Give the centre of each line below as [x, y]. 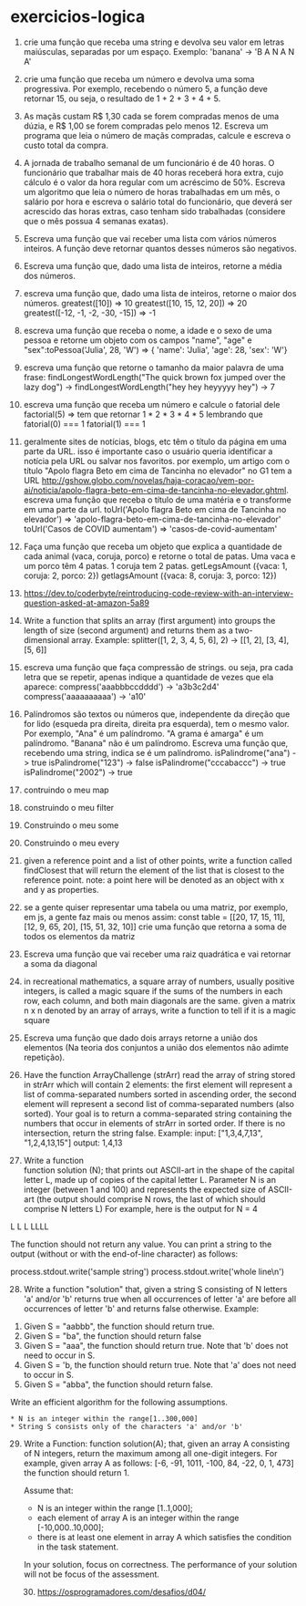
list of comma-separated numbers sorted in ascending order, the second [160, 1094]
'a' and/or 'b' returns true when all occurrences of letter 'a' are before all [160, 1299]
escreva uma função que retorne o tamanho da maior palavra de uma [154, 368]
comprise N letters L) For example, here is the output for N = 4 [141, 1208]
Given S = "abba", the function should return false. [118, 1384]
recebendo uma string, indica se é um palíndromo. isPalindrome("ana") [157, 752]
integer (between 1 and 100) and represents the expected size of [145, 1189]
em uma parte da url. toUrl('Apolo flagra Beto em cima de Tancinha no [155, 509]
